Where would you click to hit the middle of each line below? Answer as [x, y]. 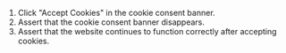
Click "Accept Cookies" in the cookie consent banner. [117, 13]
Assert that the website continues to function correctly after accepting [147, 31]
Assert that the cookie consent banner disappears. [111, 22]
